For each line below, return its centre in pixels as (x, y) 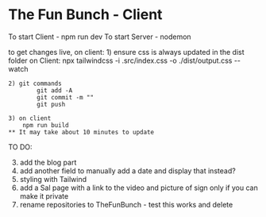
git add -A (55, 90)
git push (51, 104)
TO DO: (21, 147)
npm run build (46, 125)
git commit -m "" (65, 97)
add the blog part (48, 162)
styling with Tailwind (53, 179)
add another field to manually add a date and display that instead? (127, 170)
